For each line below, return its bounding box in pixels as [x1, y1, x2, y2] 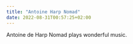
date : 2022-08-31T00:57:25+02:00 [6, 14, 92, 20]
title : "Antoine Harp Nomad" [6, 8, 81, 15]
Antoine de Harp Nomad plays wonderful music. [6, 31, 128, 38]
